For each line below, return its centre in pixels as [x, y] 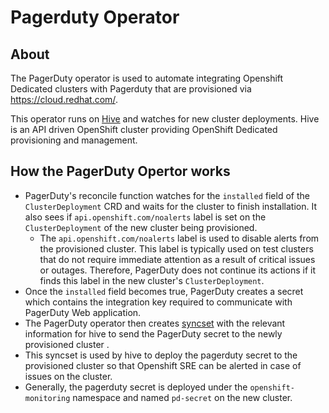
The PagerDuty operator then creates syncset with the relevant [155, 323]
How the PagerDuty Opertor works [120, 171]
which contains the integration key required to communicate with [158, 302]
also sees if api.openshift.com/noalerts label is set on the [145, 217]
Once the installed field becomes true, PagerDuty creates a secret [164, 291]
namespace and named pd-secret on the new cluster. [182, 397]
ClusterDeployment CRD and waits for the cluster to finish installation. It [171, 206]
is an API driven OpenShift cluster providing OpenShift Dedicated [144, 129]
